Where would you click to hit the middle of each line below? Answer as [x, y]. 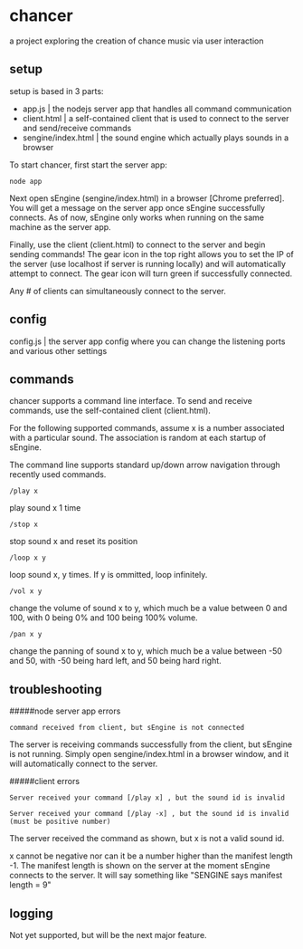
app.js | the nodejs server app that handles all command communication [157, 109]
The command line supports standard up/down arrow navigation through [145, 465]
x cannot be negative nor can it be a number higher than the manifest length [151, 856]
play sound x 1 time [45, 508]
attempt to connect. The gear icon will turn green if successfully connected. [151, 273]
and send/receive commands [77, 128]
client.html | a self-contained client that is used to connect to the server [156, 118]
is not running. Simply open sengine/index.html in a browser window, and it [149, 754]
